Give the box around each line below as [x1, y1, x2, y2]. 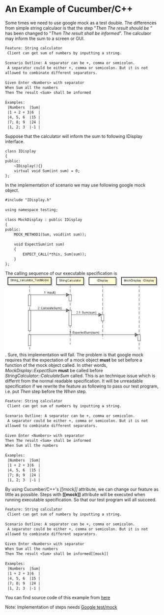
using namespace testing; [5, 207, 58, 212]
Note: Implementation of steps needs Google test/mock [5, 604, 117, 610]
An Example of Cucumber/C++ [5, 3, 133, 15]
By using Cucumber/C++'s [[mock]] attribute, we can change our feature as [5, 486, 159, 492]
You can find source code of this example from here [5, 595, 110, 601]
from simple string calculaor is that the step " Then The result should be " [5, 25, 153, 31]
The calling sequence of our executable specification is [5, 270, 117, 276]
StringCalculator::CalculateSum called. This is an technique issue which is [5, 373, 156, 379]
